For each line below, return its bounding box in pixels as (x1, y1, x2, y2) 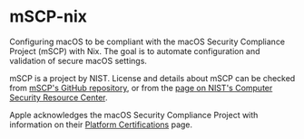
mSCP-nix (9, 6, 88, 27)
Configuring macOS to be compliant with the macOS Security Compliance (9, 36, 286, 47)
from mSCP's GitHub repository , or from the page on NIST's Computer (9, 82, 273, 93)
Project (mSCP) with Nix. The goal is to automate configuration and (9, 45, 260, 56)
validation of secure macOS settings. (9, 55, 148, 66)
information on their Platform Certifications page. (9, 119, 193, 130)
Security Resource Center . (9, 92, 108, 103)
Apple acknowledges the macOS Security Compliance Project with (9, 109, 259, 120)
